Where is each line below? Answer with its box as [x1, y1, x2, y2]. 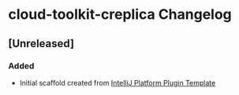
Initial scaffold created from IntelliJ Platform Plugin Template [19, 78, 216, 87]
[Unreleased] [8, 37, 75, 50]
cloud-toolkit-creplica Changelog [8, 5, 233, 24]
